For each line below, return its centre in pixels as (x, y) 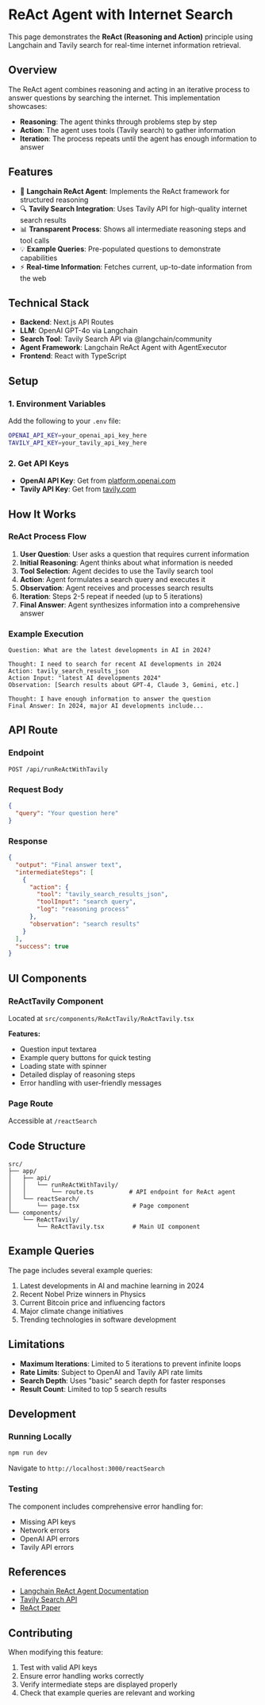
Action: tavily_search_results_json (69, 671)
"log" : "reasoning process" (83, 909)
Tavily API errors (47, 1547)
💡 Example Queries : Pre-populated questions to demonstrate (120, 249)
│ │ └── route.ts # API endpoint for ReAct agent (122, 1192)
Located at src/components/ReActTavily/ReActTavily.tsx (101, 1018)
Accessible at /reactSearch (53, 1121)
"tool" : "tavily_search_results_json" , (103, 895)
